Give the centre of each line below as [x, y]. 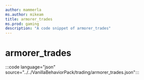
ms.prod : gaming [22, 24]
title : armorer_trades [29, 19]
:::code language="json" [30, 67]
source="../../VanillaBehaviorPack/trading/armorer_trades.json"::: [72, 72]
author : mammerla [23, 10]
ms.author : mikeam [24, 14]
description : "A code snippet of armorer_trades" [58, 28]
